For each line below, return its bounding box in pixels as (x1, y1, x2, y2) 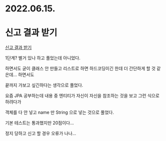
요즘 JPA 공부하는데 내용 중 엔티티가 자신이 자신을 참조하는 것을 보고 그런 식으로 (5, 93, 160, 99)
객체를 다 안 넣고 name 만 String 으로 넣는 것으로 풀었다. (5, 109, 114, 115)
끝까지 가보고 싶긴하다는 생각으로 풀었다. (5, 82, 83, 88)
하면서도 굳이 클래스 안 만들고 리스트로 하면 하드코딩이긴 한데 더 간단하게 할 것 (5, 65, 156, 72)
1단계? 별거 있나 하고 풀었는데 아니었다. (5, 55, 81, 61)
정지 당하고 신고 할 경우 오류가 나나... (5, 131, 76, 137)
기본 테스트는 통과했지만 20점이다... (5, 120, 74, 126)
